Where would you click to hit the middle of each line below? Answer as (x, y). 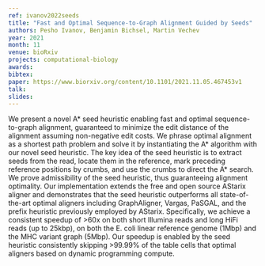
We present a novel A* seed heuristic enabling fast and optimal (111, 119)
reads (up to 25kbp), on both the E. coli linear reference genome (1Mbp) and (132, 228)
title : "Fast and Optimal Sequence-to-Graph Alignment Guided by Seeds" (131, 23)
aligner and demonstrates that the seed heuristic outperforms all (113, 195)
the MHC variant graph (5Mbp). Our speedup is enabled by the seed (119, 237)
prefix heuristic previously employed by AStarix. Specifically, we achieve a (129, 211)
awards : (21, 67)
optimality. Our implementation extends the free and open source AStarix (127, 186)
